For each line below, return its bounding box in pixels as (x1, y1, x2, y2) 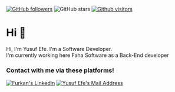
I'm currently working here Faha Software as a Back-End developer (6, 52, 169, 59)
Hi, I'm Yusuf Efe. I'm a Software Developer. (6, 45, 113, 52)
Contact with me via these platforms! (6, 66, 115, 74)
